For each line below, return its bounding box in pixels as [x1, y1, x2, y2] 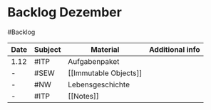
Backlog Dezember [7, 4, 123, 21]
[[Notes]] [67, 91, 100, 101]
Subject [34, 44, 61, 54]
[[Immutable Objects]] [67, 68, 143, 78]
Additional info [149, 44, 201, 54]
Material [90, 44, 120, 54]
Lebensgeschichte [67, 79, 130, 89]
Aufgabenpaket [67, 56, 120, 66]
